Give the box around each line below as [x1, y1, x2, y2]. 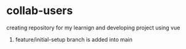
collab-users [6, 4, 73, 18]
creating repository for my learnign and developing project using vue [6, 24, 180, 31]
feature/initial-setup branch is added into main [15, 36, 133, 43]
